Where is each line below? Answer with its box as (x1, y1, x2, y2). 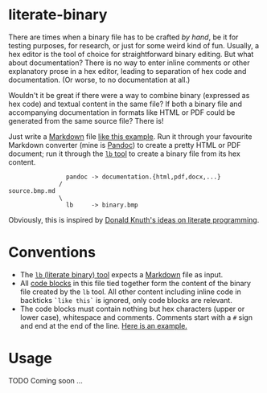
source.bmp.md (8, 186, 56, 194)
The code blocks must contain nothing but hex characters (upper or (19, 304, 245, 313)
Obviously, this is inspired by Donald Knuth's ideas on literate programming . (8, 215, 260, 224)
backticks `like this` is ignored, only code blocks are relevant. (19, 295, 233, 305)
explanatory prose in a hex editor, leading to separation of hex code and (8, 66, 247, 76)
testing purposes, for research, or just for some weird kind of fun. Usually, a (8, 40, 260, 50)
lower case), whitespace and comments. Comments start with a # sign (19, 312, 253, 322)
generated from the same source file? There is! (8, 116, 164, 125)
